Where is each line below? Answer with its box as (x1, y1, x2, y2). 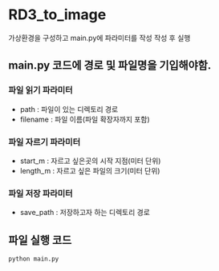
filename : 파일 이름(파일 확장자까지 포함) (19, 114, 150, 124)
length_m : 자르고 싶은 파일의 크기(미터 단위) (19, 165, 160, 175)
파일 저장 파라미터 (8, 188, 74, 199)
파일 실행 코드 (8, 233, 72, 247)
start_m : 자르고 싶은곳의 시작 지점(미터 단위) (19, 156, 161, 165)
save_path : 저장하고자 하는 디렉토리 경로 (19, 208, 151, 217)
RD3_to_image (8, 6, 107, 24)
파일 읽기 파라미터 (8, 85, 74, 96)
